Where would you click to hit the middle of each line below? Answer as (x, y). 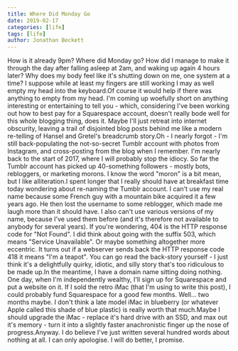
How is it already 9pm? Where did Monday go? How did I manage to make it (118, 60)
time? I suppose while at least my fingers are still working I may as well (111, 83)
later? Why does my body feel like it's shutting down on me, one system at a (119, 76)
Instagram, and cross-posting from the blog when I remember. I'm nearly (114, 151)
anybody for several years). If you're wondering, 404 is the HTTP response (117, 227)
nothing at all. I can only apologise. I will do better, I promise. (96, 340)
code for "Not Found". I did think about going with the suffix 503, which (112, 234)
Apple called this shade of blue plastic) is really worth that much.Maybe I (114, 310)
